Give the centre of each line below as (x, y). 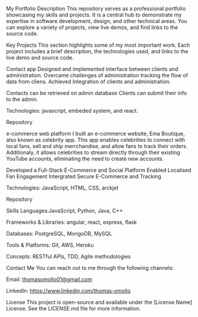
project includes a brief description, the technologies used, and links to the (97, 51)
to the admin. (22, 99)
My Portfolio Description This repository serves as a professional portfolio (96, 9)
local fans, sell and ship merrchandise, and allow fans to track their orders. (97, 146)
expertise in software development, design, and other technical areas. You (97, 21)
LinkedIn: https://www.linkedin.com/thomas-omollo (69, 291)
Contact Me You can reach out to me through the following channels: (90, 268)
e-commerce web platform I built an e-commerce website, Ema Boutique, (95, 133)
